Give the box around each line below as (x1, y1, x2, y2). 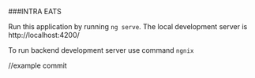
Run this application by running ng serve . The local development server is (8, 22, 248, 31)
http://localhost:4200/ (8, 31, 81, 39)
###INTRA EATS (8, 7, 62, 16)
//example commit (8, 61, 67, 70)
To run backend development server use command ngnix (8, 46, 194, 54)
